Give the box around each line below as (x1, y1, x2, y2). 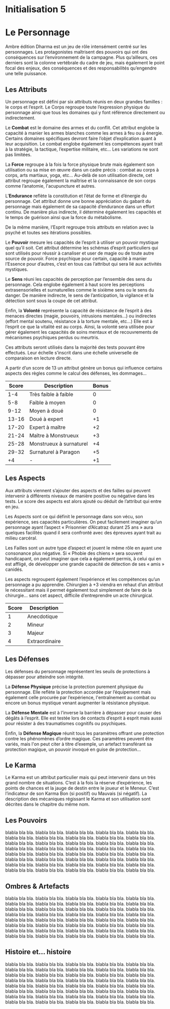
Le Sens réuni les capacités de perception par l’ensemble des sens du (5, 276, 152, 282)
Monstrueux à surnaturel (29, 440, 88, 447)
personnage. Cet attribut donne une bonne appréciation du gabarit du (5, 198, 151, 204)
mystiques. (5, 266, 28, 272)
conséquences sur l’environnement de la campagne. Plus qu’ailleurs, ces (5, 54, 158, 60)
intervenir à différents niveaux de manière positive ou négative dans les (5, 493, 155, 499)
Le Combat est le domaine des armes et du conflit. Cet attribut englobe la (5, 124, 159, 130)
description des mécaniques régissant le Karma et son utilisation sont (5, 796, 151, 802)
